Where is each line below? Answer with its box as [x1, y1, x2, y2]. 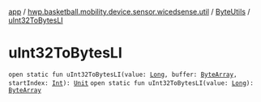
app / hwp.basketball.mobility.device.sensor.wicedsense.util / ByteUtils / [8, 7, 250, 16]
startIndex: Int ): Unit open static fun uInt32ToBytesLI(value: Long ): [8, 79, 254, 87]
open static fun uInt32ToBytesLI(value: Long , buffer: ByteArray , [8, 70, 237, 79]
